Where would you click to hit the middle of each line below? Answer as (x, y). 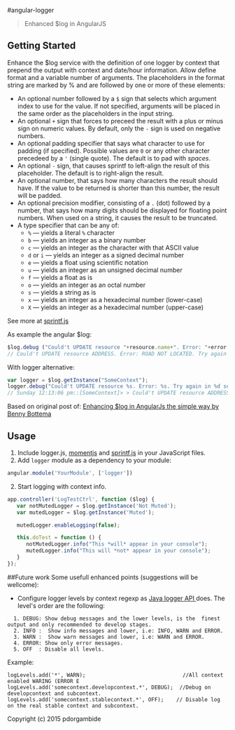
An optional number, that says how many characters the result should (117, 180)
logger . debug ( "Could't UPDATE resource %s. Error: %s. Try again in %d (114, 386)
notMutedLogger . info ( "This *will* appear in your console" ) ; (117, 544)
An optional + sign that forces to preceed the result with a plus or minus (120, 121)
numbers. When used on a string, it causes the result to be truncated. (117, 217)
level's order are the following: (61, 605)
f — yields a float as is (60, 277)
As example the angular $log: (50, 334)
